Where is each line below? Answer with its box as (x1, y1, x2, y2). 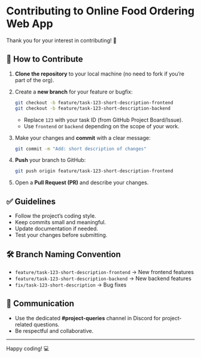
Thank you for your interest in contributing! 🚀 (6, 37, 117, 44)
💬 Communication (6, 299, 75, 309)
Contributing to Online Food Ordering (6, 4, 195, 18)
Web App (6, 17, 53, 31)
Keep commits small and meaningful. (14, 219, 106, 226)
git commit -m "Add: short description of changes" (14, 146, 147, 152)
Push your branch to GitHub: (14, 157, 86, 164)
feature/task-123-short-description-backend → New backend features (14, 275, 191, 282)
